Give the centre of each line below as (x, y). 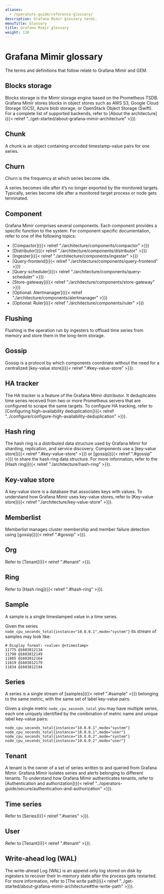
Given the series (22, 626)
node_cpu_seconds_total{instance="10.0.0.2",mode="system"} (68, 737)
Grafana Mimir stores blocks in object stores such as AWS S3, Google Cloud (82, 103)
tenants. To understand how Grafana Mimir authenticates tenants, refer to (79, 778)
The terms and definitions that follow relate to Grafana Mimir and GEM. (76, 70)
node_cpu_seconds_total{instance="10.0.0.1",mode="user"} (65, 732)
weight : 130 (17, 32)
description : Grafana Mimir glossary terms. (51, 19)
